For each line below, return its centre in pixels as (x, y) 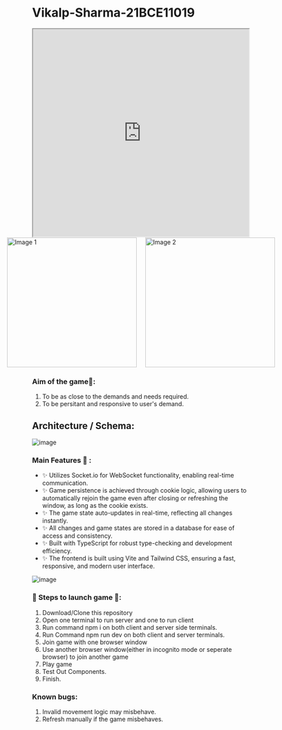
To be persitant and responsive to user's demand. (113, 404)
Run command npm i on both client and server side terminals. (130, 627)
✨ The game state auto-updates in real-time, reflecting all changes (137, 513)
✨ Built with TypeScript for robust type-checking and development (137, 543)
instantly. (55, 521)
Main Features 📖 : (62, 460)
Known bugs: (55, 697)
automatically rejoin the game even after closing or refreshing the (135, 498)
